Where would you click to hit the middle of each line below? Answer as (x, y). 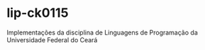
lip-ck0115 (38, 13)
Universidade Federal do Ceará (52, 39)
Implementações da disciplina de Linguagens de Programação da (102, 32)
